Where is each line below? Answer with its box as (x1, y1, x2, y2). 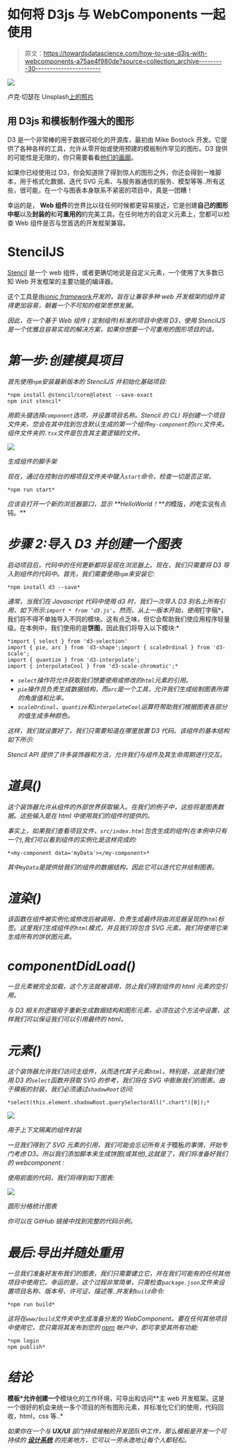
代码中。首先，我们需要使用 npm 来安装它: (37, 569, 155, 578)
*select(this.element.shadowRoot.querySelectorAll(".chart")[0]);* (7, 1099, 210, 1107)
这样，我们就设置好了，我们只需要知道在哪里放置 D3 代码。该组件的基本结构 (7, 726, 230, 734)
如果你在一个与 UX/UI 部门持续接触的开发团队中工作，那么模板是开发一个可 (7, 1427, 227, 1435)
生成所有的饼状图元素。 (7, 933, 76, 941)
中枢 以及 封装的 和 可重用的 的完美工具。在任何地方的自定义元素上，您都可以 (7, 210, 224, 218)
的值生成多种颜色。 (17, 711, 74, 719)
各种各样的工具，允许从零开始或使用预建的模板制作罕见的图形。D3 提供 (19, 144, 228, 152)
